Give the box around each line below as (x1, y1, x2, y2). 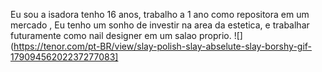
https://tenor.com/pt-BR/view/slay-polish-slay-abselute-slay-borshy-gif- (13, 40, 313, 52)
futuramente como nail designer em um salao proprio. (10, 30, 232, 41)
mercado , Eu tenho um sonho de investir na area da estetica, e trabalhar (10, 19, 310, 31)
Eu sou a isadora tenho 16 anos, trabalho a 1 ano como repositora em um (10, 9, 310, 20)
